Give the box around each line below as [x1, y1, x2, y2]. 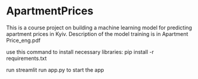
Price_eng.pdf [6, 37, 41, 44]
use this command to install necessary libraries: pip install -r [6, 48, 154, 55]
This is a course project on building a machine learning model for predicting [6, 24, 193, 31]
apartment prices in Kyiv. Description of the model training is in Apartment [6, 30, 188, 37]
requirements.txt [6, 54, 47, 62]
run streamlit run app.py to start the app [6, 66, 104, 73]
